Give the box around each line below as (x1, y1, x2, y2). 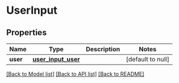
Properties (6, 27, 47, 38)
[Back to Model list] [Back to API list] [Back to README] (6, 70, 145, 78)
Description (86, 45, 121, 53)
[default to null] (125, 55, 170, 63)
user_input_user (32, 55, 80, 63)
